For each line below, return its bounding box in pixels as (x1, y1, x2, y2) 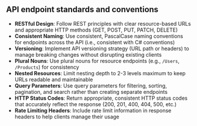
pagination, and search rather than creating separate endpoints (14, 88, 168, 95)
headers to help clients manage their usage (14, 113, 120, 120)
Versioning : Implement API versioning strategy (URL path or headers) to (14, 45, 189, 52)
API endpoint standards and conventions (6, 5, 159, 15)
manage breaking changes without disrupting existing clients (14, 51, 162, 58)
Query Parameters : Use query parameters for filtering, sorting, (14, 82, 167, 89)
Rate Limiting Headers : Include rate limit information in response (14, 107, 172, 114)
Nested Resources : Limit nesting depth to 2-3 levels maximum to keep (14, 69, 186, 76)
